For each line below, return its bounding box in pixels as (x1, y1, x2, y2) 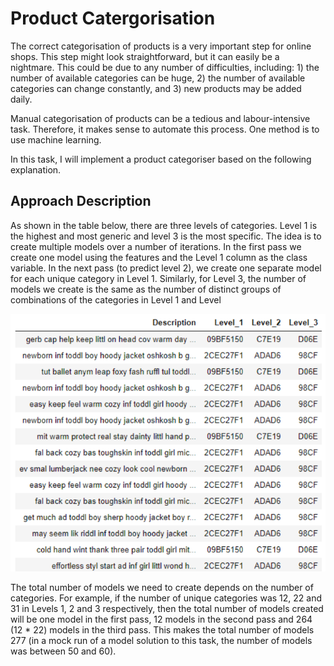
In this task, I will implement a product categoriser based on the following (10, 153, 312, 165)
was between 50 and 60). (10, 645, 117, 657)
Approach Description (10, 193, 152, 210)
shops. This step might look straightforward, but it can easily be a (10, 50, 280, 62)
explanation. (10, 163, 62, 176)
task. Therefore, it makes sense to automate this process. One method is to (10, 123, 320, 135)
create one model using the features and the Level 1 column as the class (10, 251, 308, 263)
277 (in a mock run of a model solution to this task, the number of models (10, 635, 313, 647)
